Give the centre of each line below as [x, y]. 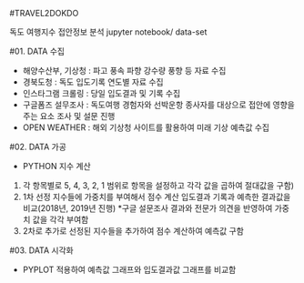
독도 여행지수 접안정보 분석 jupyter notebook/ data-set [108, 32]
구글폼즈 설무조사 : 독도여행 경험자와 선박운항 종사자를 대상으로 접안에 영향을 [159, 105]
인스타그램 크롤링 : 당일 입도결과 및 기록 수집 [101, 93]
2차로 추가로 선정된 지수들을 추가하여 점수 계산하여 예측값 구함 [133, 231]
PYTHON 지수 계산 [56, 166]
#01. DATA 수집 [37, 51]
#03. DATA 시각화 [42, 250]
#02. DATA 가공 [38, 147]
